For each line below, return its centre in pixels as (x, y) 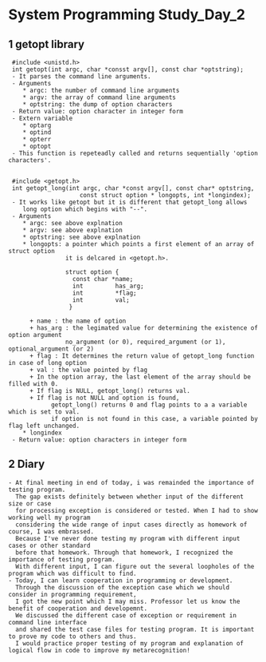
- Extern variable (42, 118)
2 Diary (27, 464)
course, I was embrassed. (51, 531)
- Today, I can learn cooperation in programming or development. (121, 581)
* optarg (37, 125)
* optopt (37, 146)
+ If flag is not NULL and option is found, (104, 398)
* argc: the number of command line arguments (101, 90)
